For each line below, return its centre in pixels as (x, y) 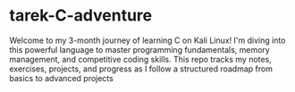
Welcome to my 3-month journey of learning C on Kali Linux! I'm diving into (147, 40)
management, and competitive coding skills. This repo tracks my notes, (141, 59)
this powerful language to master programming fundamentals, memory (139, 49)
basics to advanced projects (61, 78)
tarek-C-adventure (81, 16)
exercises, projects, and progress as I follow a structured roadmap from (141, 69)
